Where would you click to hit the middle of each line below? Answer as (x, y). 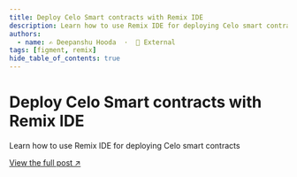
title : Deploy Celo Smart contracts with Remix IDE (106, 17)
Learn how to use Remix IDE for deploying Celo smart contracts (125, 145)
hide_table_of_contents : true (65, 58)
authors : (25, 34)
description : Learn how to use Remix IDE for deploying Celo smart (136, 26)
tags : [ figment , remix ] (53, 50)
